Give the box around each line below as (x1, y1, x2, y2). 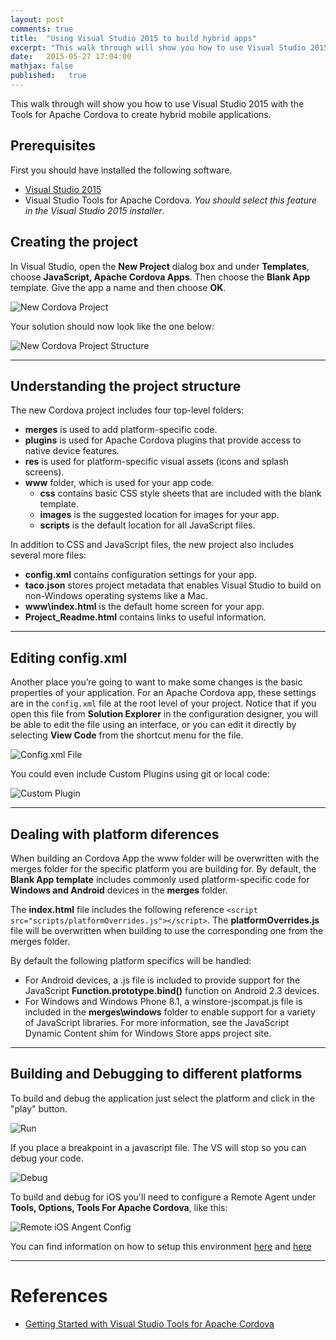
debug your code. (10, 1152, 84, 1164)
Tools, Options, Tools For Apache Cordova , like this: (10, 1201, 228, 1213)
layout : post (10, 14, 65, 25)
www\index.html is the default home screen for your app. (24, 601, 265, 613)
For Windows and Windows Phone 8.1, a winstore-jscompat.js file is (24, 995, 303, 1007)
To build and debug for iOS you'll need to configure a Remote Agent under (10, 1191, 317, 1203)
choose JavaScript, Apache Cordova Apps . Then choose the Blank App (10, 271, 311, 283)
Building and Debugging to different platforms (10, 1066, 303, 1083)
